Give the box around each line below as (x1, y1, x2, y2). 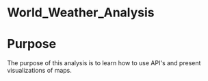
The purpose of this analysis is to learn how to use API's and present (7, 59, 201, 67)
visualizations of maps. (7, 67, 72, 75)
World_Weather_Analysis (7, 5, 155, 21)
